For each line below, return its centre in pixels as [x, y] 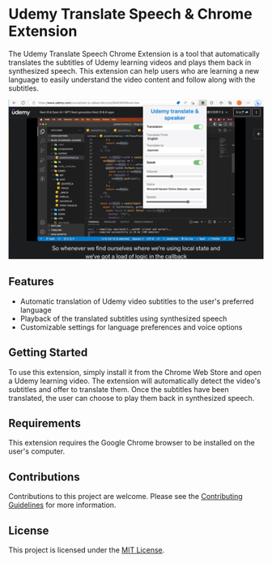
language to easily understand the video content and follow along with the [132, 79]
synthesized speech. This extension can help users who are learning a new [134, 70]
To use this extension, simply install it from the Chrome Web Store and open [135, 372]
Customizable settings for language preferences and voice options [131, 327]
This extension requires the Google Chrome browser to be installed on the [132, 443]
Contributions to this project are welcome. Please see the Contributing [125, 497]
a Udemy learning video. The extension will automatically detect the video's [134, 381]
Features [31, 281]
